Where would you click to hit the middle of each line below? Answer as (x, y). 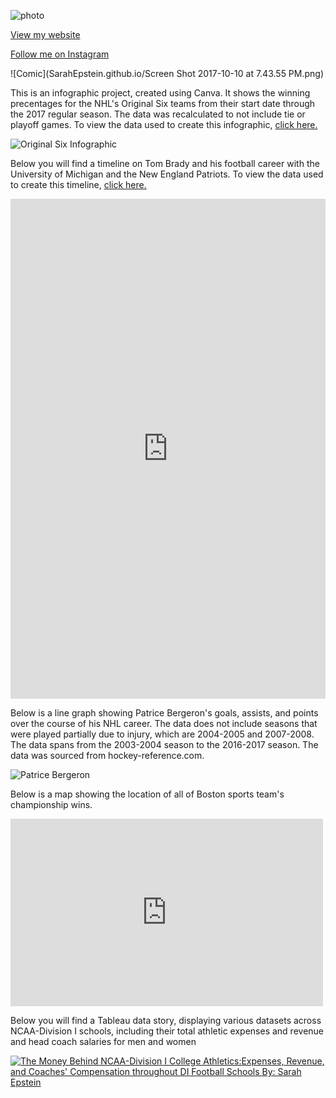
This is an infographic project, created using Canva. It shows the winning (160, 93)
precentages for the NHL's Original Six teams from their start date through (163, 103)
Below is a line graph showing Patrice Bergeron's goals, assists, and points (164, 713)
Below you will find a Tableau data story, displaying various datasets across (166, 1020)
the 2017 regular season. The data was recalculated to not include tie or (158, 114)
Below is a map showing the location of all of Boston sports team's (147, 794)
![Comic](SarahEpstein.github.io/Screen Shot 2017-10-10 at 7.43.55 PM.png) (167, 73)
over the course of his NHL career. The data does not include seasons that (164, 723)
